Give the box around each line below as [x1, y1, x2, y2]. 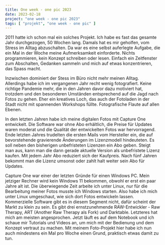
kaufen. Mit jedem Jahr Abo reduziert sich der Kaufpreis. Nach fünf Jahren [5, 153, 157, 159]
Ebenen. [5, 107, 22, 113]
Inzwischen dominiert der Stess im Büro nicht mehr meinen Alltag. [5, 75, 139, 81]
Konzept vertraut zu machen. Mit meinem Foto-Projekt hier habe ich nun [5, 225, 152, 231]
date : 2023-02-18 [5, 12, 41, 17]
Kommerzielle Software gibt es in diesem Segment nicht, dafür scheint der [5, 199, 156, 205]
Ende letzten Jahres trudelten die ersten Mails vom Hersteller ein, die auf [5, 132, 153, 138]
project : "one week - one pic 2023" [5, 16, 80, 21]
